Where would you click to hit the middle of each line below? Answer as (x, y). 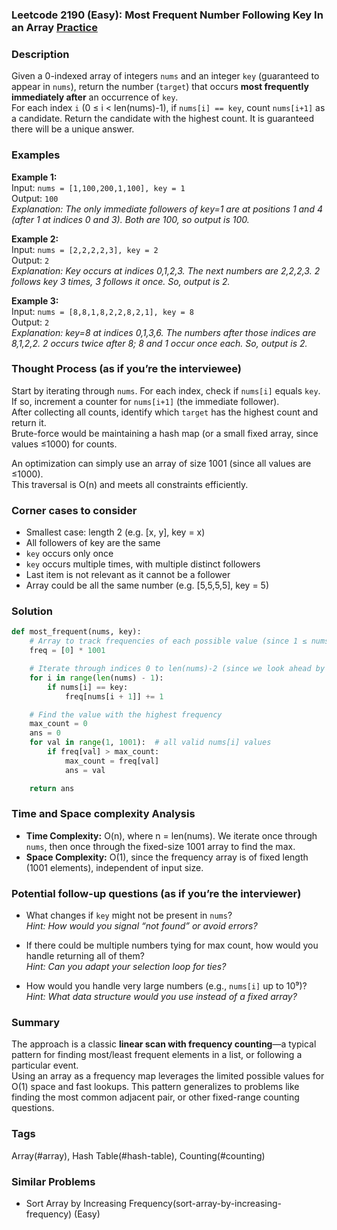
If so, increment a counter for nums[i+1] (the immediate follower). (145, 401)
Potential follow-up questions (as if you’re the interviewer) (156, 893)
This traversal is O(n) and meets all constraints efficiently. (130, 484)
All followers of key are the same (93, 543)
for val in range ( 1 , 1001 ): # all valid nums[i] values (150, 743)
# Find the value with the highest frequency (126, 714)
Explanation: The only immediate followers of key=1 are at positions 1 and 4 (167, 209)
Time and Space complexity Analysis (103, 814)
